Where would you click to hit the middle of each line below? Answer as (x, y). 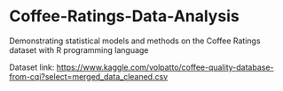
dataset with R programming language (79, 49)
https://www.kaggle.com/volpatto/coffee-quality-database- (165, 67)
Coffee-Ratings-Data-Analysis (124, 16)
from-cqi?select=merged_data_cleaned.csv (89, 76)
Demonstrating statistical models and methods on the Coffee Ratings (135, 41)
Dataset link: (32, 67)
